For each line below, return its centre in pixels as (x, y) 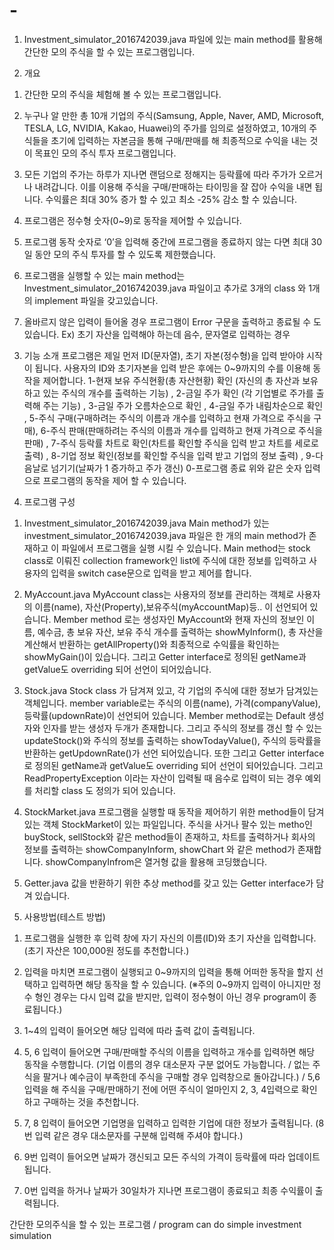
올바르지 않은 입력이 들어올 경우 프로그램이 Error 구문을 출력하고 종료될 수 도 (172, 321)
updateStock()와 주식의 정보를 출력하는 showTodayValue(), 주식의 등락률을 (172, 740)
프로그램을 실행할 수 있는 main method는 (104, 275)
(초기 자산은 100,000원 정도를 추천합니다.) (106, 950)
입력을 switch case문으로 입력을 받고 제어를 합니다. (151, 573)
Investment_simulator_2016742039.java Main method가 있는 (146, 523)
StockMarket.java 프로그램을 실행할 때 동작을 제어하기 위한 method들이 (164, 811)
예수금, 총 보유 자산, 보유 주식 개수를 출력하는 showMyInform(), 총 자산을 (180, 631)
